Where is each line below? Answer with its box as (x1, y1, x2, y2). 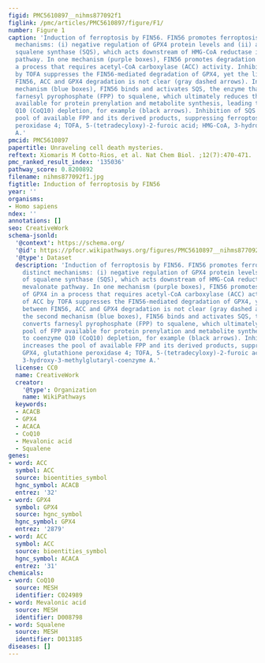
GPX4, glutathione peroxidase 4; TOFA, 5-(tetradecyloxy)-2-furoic (22, 349, 248, 358)
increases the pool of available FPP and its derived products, (22, 342, 238, 350)
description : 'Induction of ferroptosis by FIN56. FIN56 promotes (15, 261, 238, 269)
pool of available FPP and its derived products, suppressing (15, 114, 224, 122)
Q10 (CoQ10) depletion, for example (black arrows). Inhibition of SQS (15, 107, 256, 115)
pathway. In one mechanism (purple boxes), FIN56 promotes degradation (15, 56, 256, 64)
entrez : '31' (15, 562, 58, 570)
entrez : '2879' (15, 526, 65, 534)
